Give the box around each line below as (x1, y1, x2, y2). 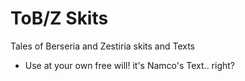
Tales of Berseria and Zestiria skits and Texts (10, 40, 195, 52)
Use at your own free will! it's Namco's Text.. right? (24, 59, 236, 71)
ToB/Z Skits (10, 7, 109, 30)
